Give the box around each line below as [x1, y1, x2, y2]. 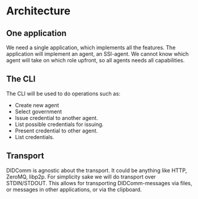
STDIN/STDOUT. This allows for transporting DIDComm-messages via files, [6, 179, 193, 186]
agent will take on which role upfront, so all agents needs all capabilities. [6, 57, 185, 64]
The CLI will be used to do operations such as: [6, 90, 121, 97]
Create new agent [14, 101, 59, 108]
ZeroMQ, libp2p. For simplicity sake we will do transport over [6, 173, 156, 180]
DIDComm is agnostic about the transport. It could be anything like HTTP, [6, 167, 187, 174]
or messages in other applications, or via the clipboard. [6, 186, 142, 193]
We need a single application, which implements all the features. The [6, 44, 176, 51]
